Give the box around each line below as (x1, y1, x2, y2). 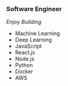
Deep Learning (14, 36, 52, 44)
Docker (14, 68, 34, 75)
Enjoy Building (6, 19, 42, 26)
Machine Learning (14, 30, 60, 37)
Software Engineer (6, 5, 62, 13)
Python (14, 62, 33, 69)
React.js (14, 49, 36, 56)
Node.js (14, 56, 35, 63)
